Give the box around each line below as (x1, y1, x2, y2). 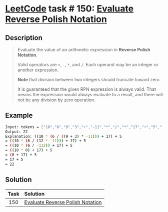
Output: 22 (5, 129, 28, 134)
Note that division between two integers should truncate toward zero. (17, 77, 161, 82)
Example (5, 111, 33, 120)
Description (5, 33, 42, 42)
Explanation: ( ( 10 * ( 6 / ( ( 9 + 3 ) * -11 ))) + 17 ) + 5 (5, 134, 122, 139)
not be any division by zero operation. (17, 97, 96, 103)
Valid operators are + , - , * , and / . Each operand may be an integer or (17, 62, 158, 67)
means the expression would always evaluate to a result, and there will (17, 92, 163, 97)
